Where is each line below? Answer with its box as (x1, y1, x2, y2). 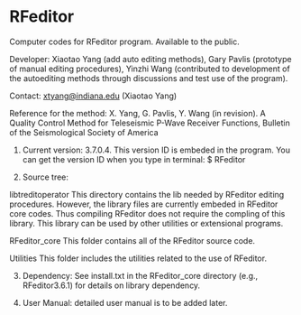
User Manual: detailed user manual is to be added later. (22, 297, 228, 308)
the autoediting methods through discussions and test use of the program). (9, 72, 288, 83)
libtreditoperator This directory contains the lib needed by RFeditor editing (9, 189, 285, 199)
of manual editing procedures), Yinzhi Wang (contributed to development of (9, 63, 290, 74)
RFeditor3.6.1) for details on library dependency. (22, 280, 201, 291)
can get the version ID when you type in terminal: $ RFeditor (22, 153, 246, 164)
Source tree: (22, 171, 69, 182)
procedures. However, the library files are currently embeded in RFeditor (9, 199, 278, 209)
